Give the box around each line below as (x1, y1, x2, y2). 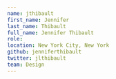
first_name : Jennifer (7, 16, 70, 23)
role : (7, 36, 23, 43)
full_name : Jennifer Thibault (7, 29, 95, 36)
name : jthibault (7, 10, 54, 17)
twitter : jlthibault (7, 55, 67, 62)
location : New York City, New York (7, 42, 110, 49)
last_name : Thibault (7, 23, 67, 30)
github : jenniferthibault (7, 49, 81, 56)
